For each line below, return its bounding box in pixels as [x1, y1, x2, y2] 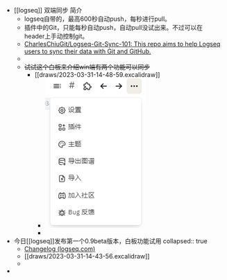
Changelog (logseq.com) [24, 245, 96, 253]
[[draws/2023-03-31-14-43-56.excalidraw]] [24, 252, 150, 260]
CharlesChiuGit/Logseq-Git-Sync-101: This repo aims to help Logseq [24, 40, 221, 48]
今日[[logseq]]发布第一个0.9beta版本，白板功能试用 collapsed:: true [13, 237, 208, 245]
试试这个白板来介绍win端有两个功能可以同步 [24, 63, 151, 71]
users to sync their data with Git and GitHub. [24, 47, 151, 55]
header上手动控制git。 [24, 32, 89, 40]
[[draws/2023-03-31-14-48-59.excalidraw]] [34, 71, 160, 78]
